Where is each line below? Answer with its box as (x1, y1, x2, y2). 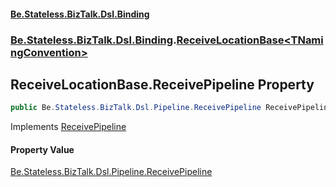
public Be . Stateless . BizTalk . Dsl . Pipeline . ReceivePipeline (10, 103, 262, 113)
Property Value (10, 143, 75, 155)
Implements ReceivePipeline (10, 121, 127, 133)
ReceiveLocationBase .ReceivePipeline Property (10, 76, 315, 93)
